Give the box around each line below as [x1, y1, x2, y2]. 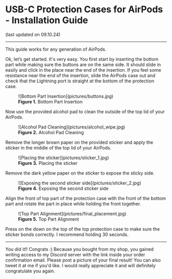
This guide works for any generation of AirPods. [5, 46, 106, 52]
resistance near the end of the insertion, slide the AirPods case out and [5, 72, 156, 78]
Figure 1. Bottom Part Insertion [18, 98, 83, 104]
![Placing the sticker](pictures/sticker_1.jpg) [18, 155, 109, 161]
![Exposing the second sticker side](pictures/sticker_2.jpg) [18, 180, 142, 186]
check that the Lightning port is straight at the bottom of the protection [5, 78, 155, 84]
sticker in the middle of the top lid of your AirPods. [5, 144, 112, 151]
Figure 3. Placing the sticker [18, 160, 78, 166]
